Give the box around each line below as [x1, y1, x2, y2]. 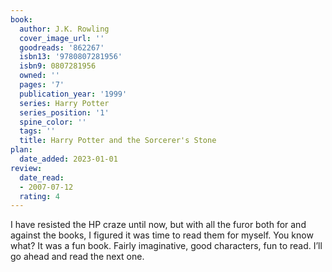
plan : [10, 145, 33, 155]
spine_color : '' [19, 117, 87, 127]
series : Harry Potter [19, 98, 110, 108]
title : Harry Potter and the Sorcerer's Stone [19, 136, 217, 146]
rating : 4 [19, 191, 60, 201]
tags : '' [19, 126, 56, 136]
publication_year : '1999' [19, 89, 128, 99]
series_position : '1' [19, 107, 110, 118]
